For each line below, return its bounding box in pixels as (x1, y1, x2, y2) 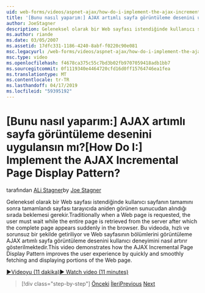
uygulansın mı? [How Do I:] (6, 141, 143, 154)
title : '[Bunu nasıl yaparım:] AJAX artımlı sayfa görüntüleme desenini (6, 15, 195, 21)
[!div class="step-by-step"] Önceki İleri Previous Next (21, 280, 156, 287)
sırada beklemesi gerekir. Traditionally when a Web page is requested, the (6, 211, 191, 218)
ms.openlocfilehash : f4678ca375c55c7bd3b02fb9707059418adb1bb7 (6, 60, 171, 66)
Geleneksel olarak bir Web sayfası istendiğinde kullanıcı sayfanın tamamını (6, 198, 193, 205)
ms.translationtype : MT (6, 71, 67, 77)
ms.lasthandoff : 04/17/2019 (6, 83, 78, 89)
